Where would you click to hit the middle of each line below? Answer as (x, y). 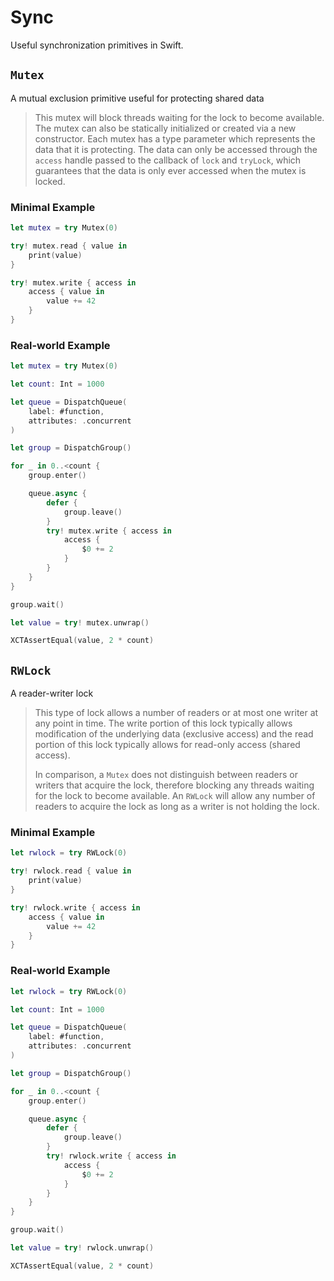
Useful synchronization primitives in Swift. (97, 45)
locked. (50, 181)
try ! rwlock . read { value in (71, 871)
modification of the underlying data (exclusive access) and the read (174, 734)
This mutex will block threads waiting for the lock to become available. (179, 117)
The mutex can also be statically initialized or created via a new (165, 128)
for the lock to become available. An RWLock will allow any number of (175, 796)
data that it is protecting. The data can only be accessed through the (176, 149)
